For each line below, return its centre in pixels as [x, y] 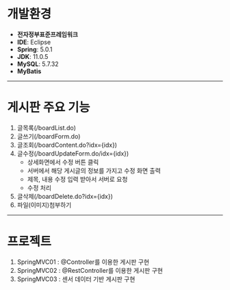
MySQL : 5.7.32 [38, 64]
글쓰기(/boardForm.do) [49, 136]
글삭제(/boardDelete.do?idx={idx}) [65, 196]
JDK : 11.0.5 [33, 56]
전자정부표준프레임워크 [48, 34]
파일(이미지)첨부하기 [44, 205]
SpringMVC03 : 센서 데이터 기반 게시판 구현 [76, 279]
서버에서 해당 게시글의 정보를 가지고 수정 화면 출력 [94, 170]
